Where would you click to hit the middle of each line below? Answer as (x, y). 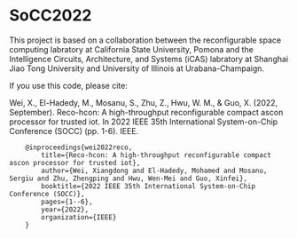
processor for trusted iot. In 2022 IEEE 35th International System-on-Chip (144, 122)
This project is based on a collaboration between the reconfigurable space (145, 40)
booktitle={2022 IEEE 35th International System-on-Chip (148, 186)
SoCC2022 (51, 16)
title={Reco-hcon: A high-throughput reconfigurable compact (156, 155)
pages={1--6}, (67, 202)
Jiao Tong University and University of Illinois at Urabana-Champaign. (137, 68)
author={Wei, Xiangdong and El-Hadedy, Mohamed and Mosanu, (154, 171)
